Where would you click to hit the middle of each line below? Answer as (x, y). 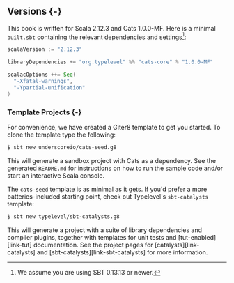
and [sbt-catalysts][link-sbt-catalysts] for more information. (123, 252)
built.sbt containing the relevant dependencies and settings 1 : (97, 36)
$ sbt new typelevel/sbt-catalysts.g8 (63, 216)
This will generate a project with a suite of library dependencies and (104, 230)
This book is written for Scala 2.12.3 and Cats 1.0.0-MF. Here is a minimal (111, 28)
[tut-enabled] (197, 237)
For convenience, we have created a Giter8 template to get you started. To (114, 128)
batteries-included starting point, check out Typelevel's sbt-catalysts (108, 196)
